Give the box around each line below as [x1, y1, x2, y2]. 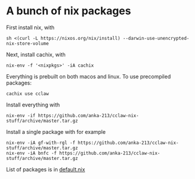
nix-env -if [6, 112, 36, 118]
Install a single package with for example [6, 128, 106, 135]
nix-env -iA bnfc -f [6, 150, 57, 156]
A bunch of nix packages [6, 4, 132, 18]
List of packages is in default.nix [6, 165, 85, 173]
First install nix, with [6, 24, 55, 31]
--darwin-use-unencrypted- [122, 35, 190, 41]
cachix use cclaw [6, 90, 49, 96]
